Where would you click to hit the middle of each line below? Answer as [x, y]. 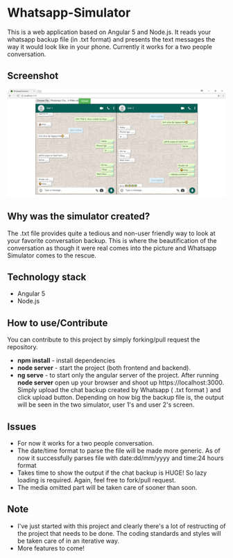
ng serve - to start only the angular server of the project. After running [118, 375]
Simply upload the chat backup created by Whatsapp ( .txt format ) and [119, 390]
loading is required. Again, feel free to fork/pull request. [96, 480]
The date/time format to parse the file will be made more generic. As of [119, 451]
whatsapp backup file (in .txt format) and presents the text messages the [111, 39]
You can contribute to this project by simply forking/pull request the [104, 340]
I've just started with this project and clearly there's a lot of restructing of [121, 526]
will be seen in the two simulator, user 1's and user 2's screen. [106, 405]
